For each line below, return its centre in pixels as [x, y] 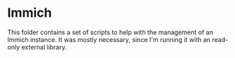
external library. [44, 47]
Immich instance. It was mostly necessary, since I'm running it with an [109, 39]
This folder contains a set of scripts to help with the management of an [110, 32]
